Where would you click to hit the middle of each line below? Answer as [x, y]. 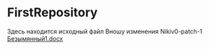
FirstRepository [53, 13]
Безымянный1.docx [35, 38]
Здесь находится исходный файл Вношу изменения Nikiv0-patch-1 [105, 31]
